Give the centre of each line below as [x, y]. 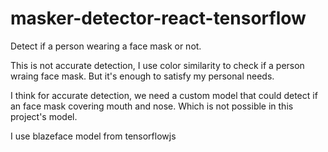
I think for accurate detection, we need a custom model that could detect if [164, 95]
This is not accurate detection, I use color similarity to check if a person [157, 65]
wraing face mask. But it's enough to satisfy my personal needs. [142, 76]
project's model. [44, 116]
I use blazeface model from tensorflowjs [93, 136]
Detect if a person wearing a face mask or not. [106, 46]
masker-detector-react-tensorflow [158, 18]
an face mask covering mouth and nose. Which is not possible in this [152, 106]
